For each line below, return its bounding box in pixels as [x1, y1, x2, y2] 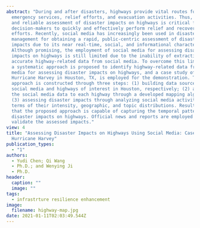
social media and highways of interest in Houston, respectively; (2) [11, 86, 190, 92]
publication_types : [6, 141, 55, 147]
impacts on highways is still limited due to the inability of [11, 53, 171, 59]
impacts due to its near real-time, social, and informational [11, 42, 171, 48]
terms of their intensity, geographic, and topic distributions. [11, 102, 177, 109]
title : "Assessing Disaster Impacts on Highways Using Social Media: [6, 130, 183, 137]
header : [6, 175, 26, 180]
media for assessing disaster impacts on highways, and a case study [11, 69, 187, 75]
